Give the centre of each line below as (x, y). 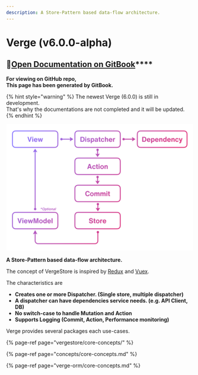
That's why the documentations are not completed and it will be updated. (95, 109)
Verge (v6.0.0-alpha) (59, 42)
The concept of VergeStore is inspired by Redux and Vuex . (78, 271)
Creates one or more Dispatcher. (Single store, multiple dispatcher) (99, 294)
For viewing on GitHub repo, (41, 79)
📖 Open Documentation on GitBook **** (79, 64)
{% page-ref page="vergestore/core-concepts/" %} (70, 343)
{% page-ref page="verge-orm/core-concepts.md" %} (74, 366)
